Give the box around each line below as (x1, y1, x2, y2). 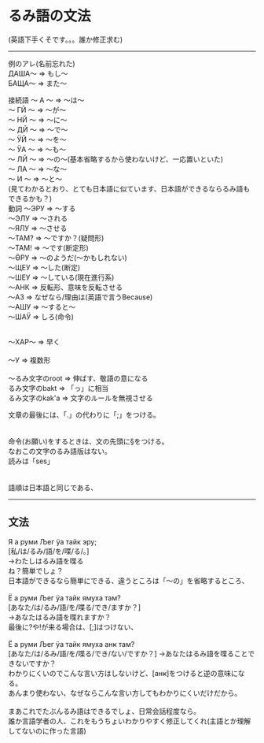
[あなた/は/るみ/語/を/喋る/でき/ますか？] (8, 602, 141, 611)
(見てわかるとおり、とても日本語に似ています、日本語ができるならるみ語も (8, 184, 251, 193)
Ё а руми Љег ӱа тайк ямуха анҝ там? (8, 639, 135, 648)
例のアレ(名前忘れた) (8, 58, 76, 68)
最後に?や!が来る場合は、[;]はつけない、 (8, 622, 138, 631)
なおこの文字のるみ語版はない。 (8, 446, 112, 455)
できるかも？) (8, 194, 53, 203)
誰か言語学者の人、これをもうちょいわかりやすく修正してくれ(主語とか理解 (8, 716, 251, 726)
